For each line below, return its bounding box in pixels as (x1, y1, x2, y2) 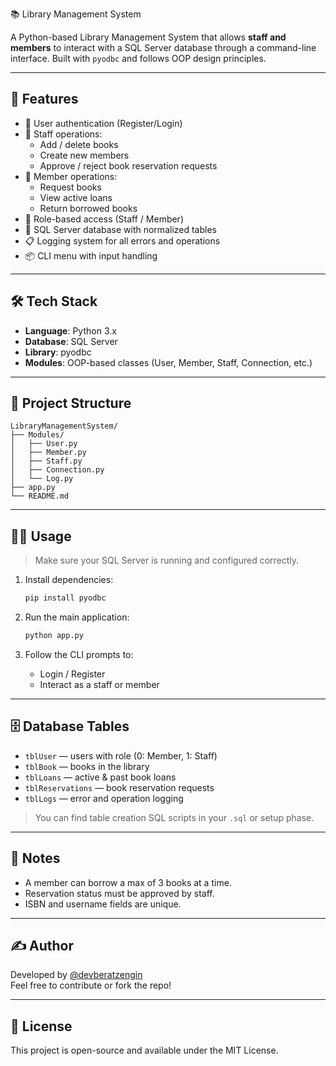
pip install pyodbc (24, 593, 107, 603)
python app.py (24, 631, 84, 641)
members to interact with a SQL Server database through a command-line (10, 42, 317, 53)
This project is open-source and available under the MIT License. (10, 1044, 279, 1057)
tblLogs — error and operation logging (24, 792, 184, 804)
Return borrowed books (39, 202, 138, 214)
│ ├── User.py (10, 439, 78, 449)
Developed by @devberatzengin (10, 969, 143, 981)
